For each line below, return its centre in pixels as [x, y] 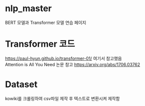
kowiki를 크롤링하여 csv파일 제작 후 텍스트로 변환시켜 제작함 [62, 98]
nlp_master [29, 9]
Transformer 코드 [40, 44]
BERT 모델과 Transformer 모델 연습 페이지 [46, 22]
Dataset [21, 84]
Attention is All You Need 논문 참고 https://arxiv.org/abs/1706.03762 [72, 64]
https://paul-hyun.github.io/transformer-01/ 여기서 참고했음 [63, 58]
